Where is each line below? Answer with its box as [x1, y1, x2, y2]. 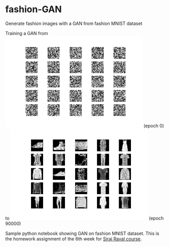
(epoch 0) [143, 122, 164, 129]
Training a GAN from [5, 30, 48, 36]
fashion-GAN [5, 4, 62, 15]
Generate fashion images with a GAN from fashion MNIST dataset [5, 20, 143, 26]
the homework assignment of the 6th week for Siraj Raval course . [5, 235, 142, 242]
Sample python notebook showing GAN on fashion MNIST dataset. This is [5, 230, 159, 236]
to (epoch [5, 215, 164, 221]
